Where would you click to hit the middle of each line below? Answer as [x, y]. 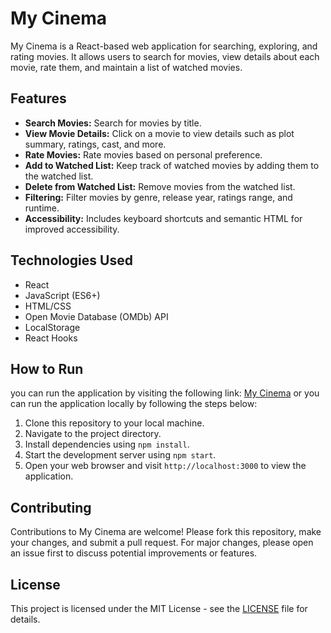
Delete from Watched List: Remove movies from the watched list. [160, 186]
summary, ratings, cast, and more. [95, 144]
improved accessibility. [72, 229]
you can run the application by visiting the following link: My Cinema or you [165, 393]
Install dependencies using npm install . [107, 444]
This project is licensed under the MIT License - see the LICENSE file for [159, 608]
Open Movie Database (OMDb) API [96, 316]
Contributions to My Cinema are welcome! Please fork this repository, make [166, 532]
